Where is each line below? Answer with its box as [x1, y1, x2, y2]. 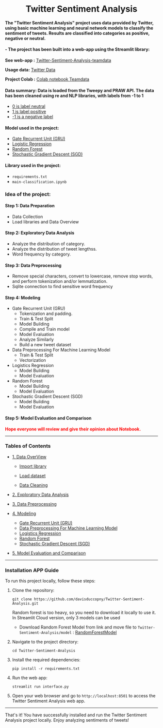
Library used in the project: [5, 162, 61, 168]
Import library [19, 463, 47, 469]
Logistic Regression [12, 141, 52, 147]
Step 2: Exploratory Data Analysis [5, 230, 75, 236]
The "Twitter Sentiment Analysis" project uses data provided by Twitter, [5, 20, 154, 25]
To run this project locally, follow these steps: [5, 578, 96, 584]
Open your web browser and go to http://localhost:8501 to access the [12, 693, 156, 699]
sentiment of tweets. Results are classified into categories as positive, [5, 30, 150, 36]
